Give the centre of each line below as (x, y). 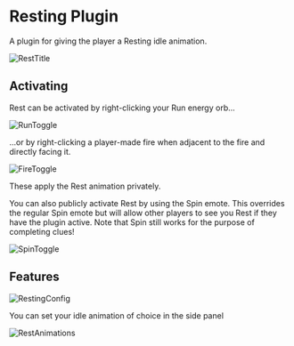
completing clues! (42, 231)
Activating (39, 86)
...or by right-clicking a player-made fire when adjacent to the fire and (137, 142)
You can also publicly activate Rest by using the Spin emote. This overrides (147, 203)
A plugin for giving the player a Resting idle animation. (108, 41)
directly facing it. (40, 151)
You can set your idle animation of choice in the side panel (117, 315)
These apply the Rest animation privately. (85, 186)
